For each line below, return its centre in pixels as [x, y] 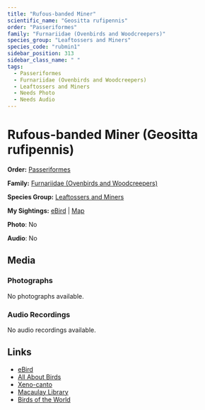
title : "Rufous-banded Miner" [52, 14]
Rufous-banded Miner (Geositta [103, 135]
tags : [15, 67]
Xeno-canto [35, 384]
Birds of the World [44, 399]
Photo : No [22, 224]
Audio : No [22, 238]
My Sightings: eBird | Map [46, 211]
